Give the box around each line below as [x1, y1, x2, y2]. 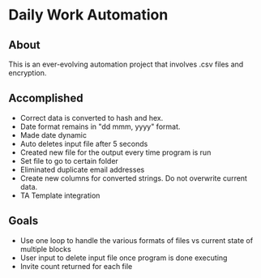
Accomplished [8, 92, 83, 105]
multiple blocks [19, 244, 71, 254]
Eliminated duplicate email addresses [19, 165, 145, 174]
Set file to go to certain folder [19, 156, 119, 165]
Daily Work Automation [8, 6, 169, 24]
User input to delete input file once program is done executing [19, 253, 228, 263]
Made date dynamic [19, 130, 88, 139]
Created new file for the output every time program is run [19, 148, 212, 157]
